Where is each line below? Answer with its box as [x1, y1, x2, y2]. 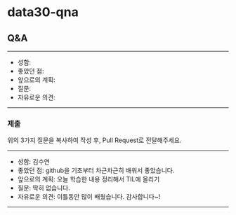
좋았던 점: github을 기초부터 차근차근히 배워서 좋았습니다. [17, 166, 175, 175]
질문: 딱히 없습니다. [17, 183, 70, 193]
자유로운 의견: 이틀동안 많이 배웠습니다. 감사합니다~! [17, 193, 161, 201]
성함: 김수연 [17, 158, 51, 166]
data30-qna [7, 4, 79, 20]
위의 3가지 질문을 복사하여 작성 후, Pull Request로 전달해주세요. [7, 136, 182, 144]
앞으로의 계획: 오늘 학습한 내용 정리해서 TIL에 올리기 [17, 175, 160, 183]
